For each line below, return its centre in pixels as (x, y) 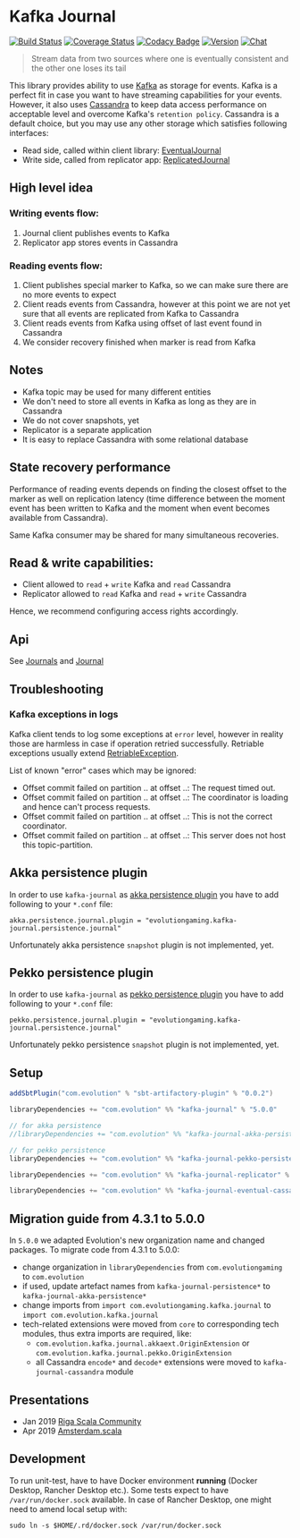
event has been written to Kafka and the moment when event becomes (140, 508)
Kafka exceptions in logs (64, 715)
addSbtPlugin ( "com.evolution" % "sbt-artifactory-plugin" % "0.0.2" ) (142, 1093)
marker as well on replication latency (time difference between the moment (147, 498)
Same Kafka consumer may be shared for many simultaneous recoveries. (144, 535)
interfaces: (29, 132)
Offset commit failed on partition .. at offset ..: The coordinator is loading (155, 797)
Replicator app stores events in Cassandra (100, 242)
